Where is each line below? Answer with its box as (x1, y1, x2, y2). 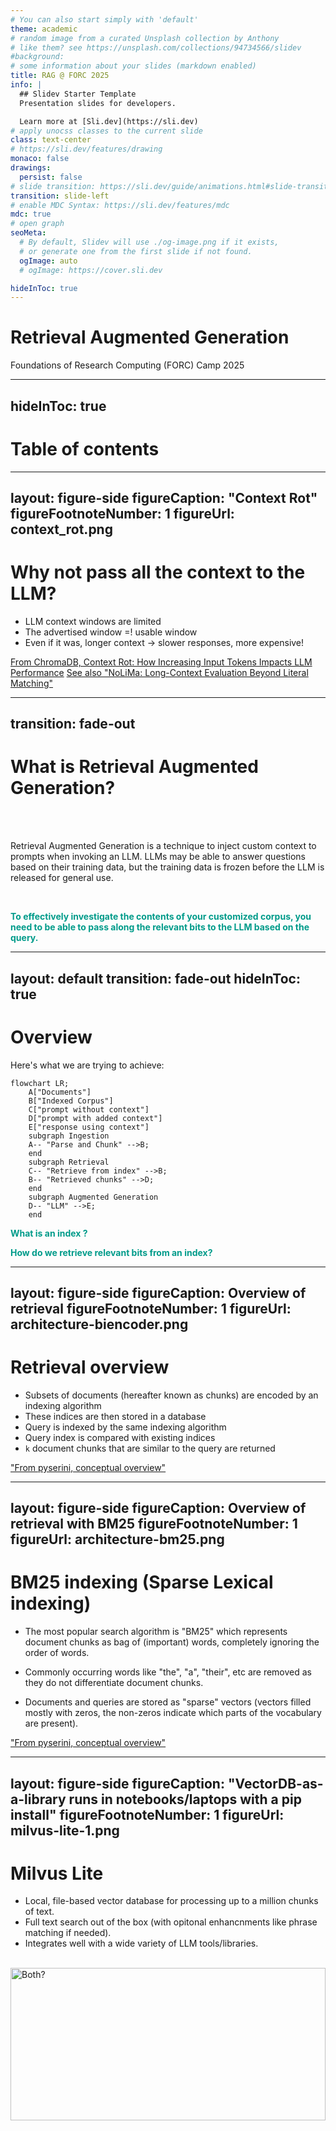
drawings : (10, 163, 52, 173)
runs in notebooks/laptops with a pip (68, 1791, 302, 1808)
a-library (10, 1791, 67, 1808)
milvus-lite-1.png (10, 1822, 120, 1839)
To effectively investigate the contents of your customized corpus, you (10, 911, 312, 923)
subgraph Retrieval (28, 1157, 110, 1167)
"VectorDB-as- (227, 1775, 324, 1792)
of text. (24, 1906, 55, 1918)
